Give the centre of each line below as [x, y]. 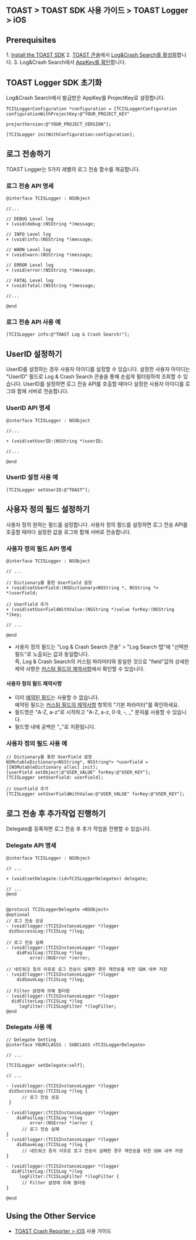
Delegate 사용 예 [29, 1027]
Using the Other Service [51, 1216]
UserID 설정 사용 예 [32, 477]
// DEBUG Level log [30, 219]
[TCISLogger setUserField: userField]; [55, 778]
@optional [18, 914]
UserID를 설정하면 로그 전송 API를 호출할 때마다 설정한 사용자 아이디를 [104, 384]
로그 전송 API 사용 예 [33, 322]
